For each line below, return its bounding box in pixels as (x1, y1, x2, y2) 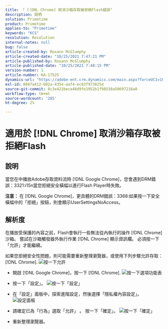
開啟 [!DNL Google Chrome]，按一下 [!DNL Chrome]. (12, 269, 121, 275)
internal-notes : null (5, 40, 50, 45)
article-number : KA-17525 (5, 73, 59, 78)
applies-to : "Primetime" (5, 26, 57, 31)
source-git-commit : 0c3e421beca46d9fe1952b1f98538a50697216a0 (5, 86, 137, 92)
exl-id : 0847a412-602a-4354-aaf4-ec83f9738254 (5, 82, 104, 87)
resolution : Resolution (5, 36, 55, 41)
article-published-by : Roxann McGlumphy (5, 59, 91, 64)
